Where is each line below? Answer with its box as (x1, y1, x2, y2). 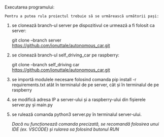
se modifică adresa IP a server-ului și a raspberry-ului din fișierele (11, 96, 146, 102)
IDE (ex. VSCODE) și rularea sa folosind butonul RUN (11, 126, 119, 132)
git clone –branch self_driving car (11, 62, 80, 67)
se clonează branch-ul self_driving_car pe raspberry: (11, 52, 120, 58)
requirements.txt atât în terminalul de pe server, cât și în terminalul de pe (11, 82, 160, 88)
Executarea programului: (4, 4, 55, 10)
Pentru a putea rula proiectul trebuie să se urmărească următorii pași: (4, 14, 160, 19)
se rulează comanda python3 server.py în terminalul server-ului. (11, 111, 142, 117)
